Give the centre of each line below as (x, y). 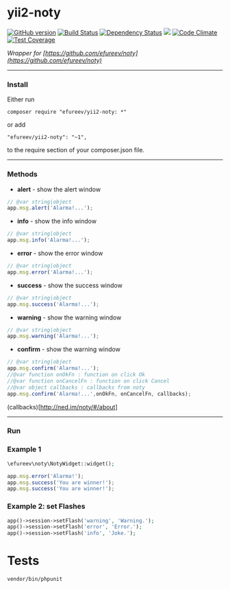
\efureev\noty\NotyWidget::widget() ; (61, 464)
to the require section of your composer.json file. (76, 150)
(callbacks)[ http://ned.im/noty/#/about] (62, 407)
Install (18, 84)
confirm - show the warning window (69, 349)
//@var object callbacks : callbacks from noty (76, 387)
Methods (22, 174)
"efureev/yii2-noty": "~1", (47, 137)
